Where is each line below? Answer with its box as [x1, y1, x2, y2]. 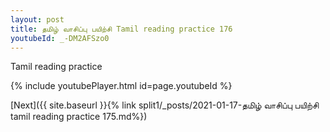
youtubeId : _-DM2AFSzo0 [10, 33, 110, 43]
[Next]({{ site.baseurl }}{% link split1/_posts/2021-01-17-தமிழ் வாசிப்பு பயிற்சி [10, 99, 320, 111]
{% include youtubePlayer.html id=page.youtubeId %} [10, 80, 233, 92]
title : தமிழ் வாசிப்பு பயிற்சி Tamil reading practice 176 [10, 24, 233, 34]
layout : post [10, 14, 65, 25]
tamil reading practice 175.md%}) [10, 111, 148, 123]
